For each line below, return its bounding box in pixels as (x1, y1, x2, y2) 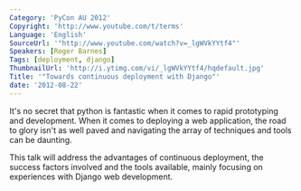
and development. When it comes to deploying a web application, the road (9, 115, 287, 126)
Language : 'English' (9, 30, 88, 39)
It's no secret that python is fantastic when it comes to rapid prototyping (9, 105, 278, 116)
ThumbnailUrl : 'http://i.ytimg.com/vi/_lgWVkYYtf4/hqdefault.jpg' (9, 64, 265, 73)
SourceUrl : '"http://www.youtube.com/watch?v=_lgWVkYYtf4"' (9, 38, 241, 48)
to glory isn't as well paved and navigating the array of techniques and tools (9, 124, 292, 136)
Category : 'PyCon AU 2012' (9, 13, 111, 23)
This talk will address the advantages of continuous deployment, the (9, 151, 264, 163)
